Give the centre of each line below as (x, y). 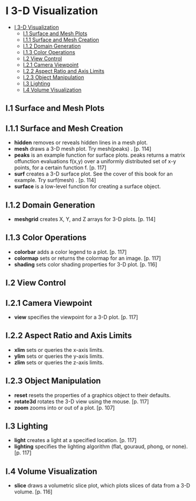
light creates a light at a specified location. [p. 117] (75, 440)
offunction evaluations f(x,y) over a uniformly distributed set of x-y (95, 161)
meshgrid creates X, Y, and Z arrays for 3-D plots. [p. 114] (85, 219)
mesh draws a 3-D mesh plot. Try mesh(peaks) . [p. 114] (83, 149)
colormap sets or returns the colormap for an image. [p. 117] (87, 258)
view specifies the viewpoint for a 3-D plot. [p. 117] (76, 317)
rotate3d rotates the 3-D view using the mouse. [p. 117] (81, 401)
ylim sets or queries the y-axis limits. (59, 356)
